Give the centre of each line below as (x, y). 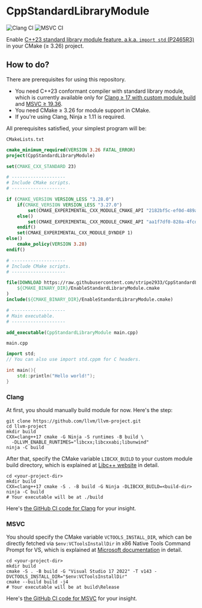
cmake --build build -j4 (37, 582)
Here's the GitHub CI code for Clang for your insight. (71, 509)
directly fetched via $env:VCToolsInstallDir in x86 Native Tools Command (98, 544)
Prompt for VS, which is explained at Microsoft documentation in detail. (94, 550)
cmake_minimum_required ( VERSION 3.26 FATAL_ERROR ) (71, 150)
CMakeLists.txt (25, 139)
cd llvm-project (26, 427)
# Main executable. (31, 316)
